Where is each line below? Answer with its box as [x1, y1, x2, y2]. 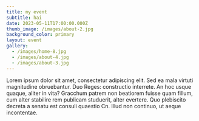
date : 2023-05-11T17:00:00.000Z [6, 20, 88, 26]
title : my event [6, 9, 47, 15]
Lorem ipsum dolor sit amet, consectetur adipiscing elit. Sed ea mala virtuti [6, 77, 194, 84]
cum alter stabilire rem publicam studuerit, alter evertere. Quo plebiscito [6, 95, 186, 103]
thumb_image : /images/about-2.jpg [6, 26, 94, 32]
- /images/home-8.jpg [12, 49, 67, 55]
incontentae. [6, 109, 38, 116]
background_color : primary [6, 32, 75, 38]
